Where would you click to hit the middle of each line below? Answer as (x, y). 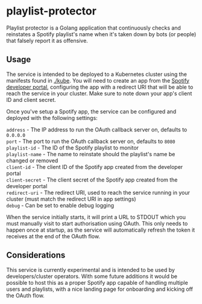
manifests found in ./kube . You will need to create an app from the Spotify (98, 80)
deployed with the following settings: (52, 118)
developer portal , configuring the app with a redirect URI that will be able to (100, 87)
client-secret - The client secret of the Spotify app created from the (92, 180)
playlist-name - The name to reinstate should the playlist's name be (91, 154)
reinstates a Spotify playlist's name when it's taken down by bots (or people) (101, 34)
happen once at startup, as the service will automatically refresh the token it (101, 230)
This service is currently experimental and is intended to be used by (90, 270)
